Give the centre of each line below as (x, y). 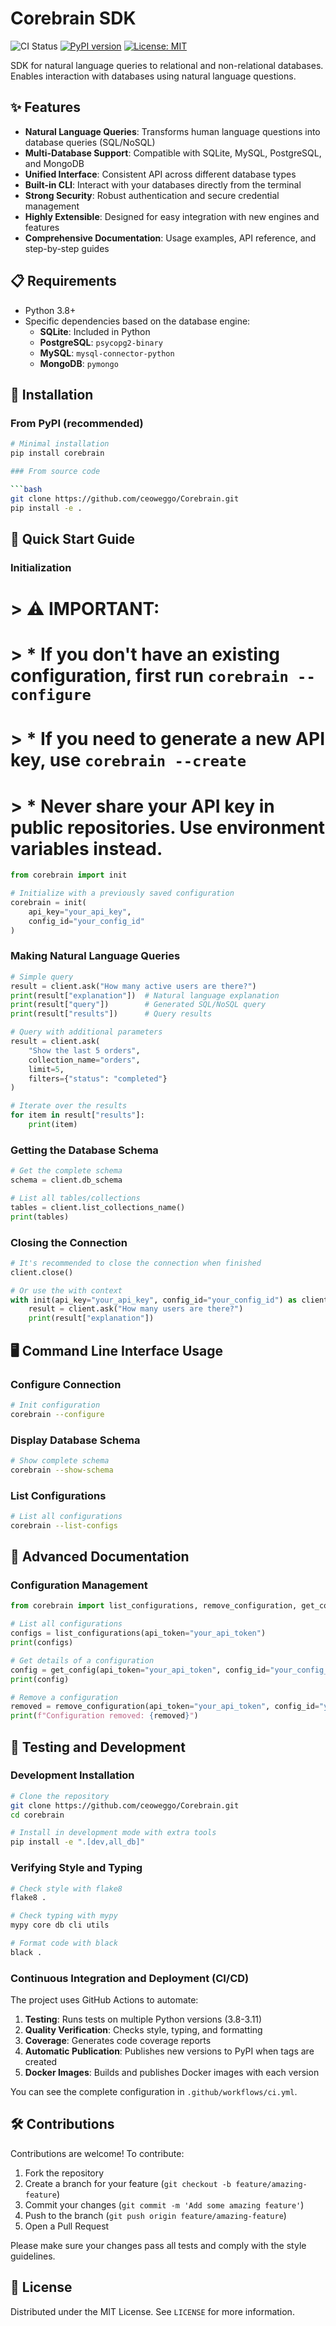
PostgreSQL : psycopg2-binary (101, 342)
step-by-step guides (67, 248)
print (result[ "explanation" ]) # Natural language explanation (145, 995)
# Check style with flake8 (66, 1888)
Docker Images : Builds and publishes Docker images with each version (172, 2073)
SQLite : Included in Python (95, 331)
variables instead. (86, 848)
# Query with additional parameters (86, 1032)
